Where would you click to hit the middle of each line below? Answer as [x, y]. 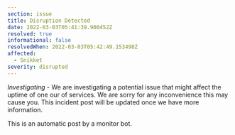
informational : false [39, 40]
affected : [22, 54]
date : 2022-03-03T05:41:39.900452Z [60, 27]
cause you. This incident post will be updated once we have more [103, 102]
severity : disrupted [38, 67]
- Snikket [28, 60]
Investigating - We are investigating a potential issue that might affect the [114, 87]
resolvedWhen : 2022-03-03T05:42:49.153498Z [73, 47]
